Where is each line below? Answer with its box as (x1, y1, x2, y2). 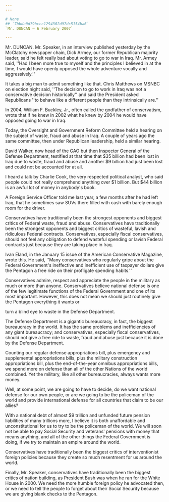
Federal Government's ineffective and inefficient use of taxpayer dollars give (5, 262, 164, 268)
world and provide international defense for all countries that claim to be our (5, 397, 163, 403)
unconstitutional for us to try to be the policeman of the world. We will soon (5, 423, 162, 429)
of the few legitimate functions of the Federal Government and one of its (5, 288, 155, 294)
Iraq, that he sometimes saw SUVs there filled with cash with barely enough (5, 200, 162, 206)
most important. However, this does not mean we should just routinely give (5, 294, 160, 300)
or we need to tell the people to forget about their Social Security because (5, 486, 159, 492)
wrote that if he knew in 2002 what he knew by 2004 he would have (5, 112, 147, 118)
